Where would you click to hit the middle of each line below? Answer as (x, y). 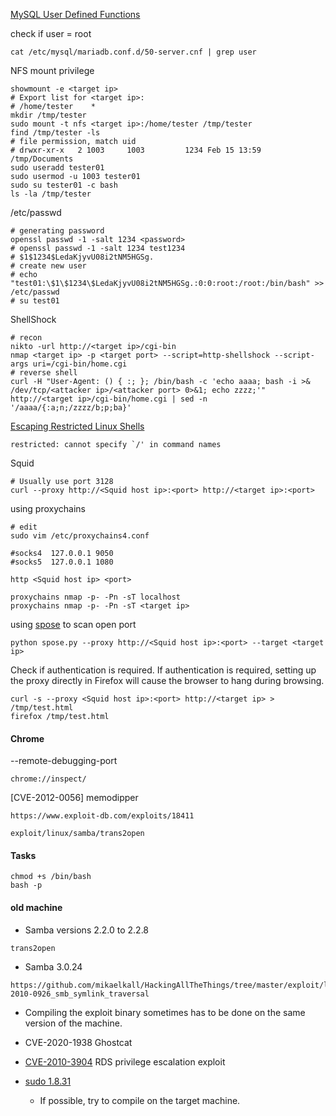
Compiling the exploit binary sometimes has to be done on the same (165, 1012)
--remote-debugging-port (64, 761)
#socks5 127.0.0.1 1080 (62, 562)
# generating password (57, 231)
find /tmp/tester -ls (55, 133)
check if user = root (51, 33)
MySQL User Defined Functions (75, 14)
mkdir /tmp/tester (48, 115)
